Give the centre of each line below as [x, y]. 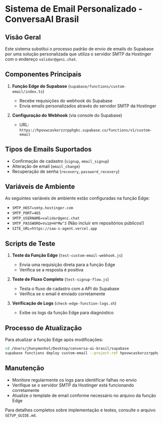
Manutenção [25, 368]
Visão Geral [23, 37]
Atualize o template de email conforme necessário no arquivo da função [84, 395]
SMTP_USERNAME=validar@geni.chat [46, 219]
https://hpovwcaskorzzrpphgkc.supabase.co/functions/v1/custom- [86, 130]
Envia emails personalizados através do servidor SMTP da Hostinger [88, 106]
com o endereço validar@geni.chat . [41, 59]
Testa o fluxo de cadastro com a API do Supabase [69, 289]
